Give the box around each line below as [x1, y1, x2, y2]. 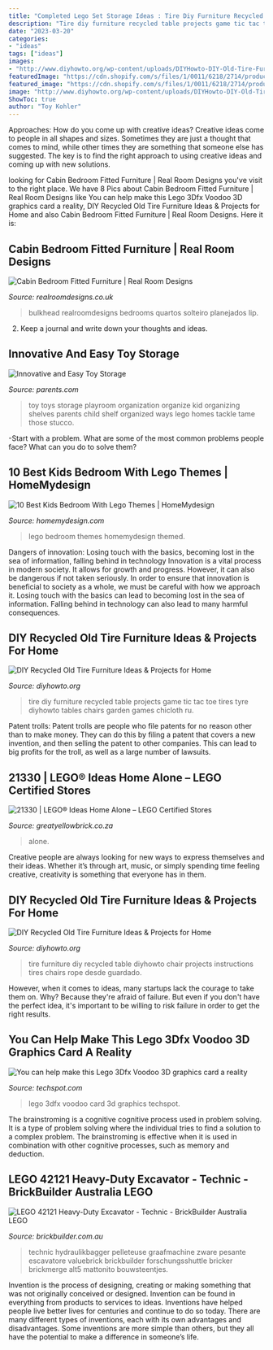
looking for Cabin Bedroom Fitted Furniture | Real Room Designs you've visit [8, 176, 262, 185]
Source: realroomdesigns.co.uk [8, 292, 114, 302]
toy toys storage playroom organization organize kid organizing [28, 400, 240, 410]
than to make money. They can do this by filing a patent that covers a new [8, 729, 256, 740]
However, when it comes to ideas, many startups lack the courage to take [8, 983, 254, 993]
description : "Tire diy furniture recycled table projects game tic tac [8, 20, 260, 28]
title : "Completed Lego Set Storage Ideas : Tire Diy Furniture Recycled [8, 11, 264, 20]
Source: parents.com [8, 384, 79, 394]
